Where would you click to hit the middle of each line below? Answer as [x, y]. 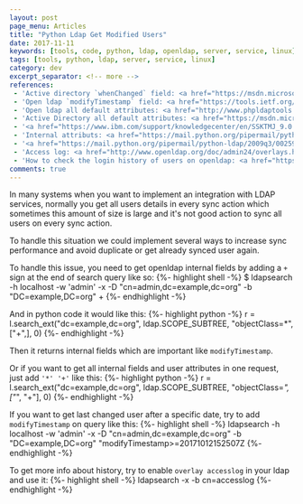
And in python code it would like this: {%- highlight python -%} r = [132, 314]
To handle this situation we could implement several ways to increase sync [148, 241]
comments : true [38, 169]
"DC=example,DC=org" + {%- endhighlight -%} [98, 297]
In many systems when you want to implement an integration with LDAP [142, 194]
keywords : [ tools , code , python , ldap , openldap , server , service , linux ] [153, 51]
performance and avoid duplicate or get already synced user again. [134, 250]
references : [32, 85]
